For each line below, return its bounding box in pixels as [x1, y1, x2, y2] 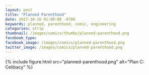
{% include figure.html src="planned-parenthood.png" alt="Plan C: [5, 58, 144, 64]
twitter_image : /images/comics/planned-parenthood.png [5, 45, 123, 50]
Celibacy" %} [5, 64, 33, 70]
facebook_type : [5, 36, 37, 41]
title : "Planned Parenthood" [5, 12, 66, 17]
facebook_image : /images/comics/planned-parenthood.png [5, 40, 125, 45]
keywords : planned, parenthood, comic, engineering [5, 21, 116, 27]
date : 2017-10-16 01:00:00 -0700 [5, 17, 76, 22]
